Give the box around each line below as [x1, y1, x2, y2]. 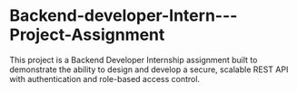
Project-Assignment [9, 24, 165, 45]
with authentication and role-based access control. [9, 73, 201, 84]
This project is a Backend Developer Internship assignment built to [9, 54, 258, 65]
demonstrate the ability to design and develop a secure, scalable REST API [9, 64, 289, 75]
